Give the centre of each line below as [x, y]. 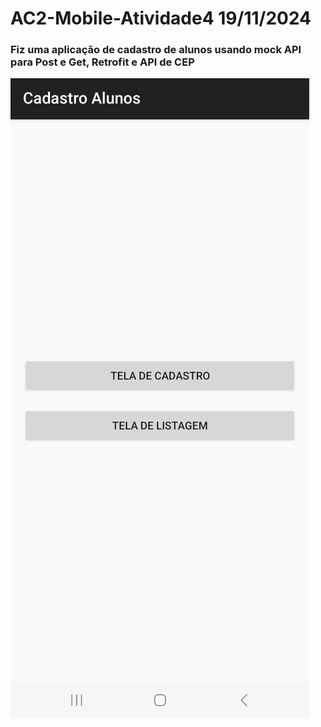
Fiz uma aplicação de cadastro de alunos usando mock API [156, 50]
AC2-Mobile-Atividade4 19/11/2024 [161, 18]
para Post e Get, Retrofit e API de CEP [102, 62]
